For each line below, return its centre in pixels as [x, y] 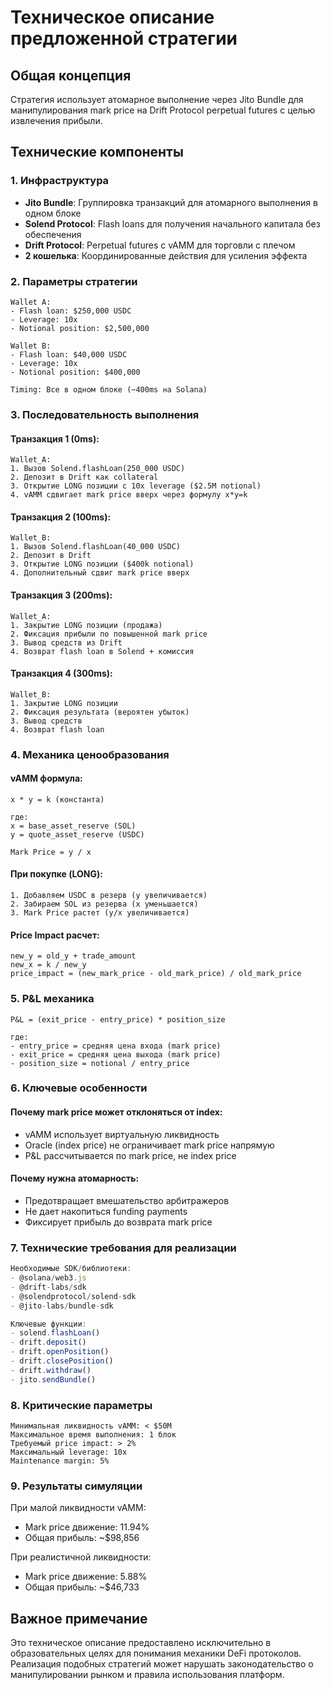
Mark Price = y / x [51, 852]
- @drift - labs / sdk [48, 1287]
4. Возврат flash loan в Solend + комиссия [102, 651]
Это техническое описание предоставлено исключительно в [141, 1643]
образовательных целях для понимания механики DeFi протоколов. [156, 1653]
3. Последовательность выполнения [105, 414]
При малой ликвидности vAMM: [78, 1508]
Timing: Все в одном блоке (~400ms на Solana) [109, 389]
